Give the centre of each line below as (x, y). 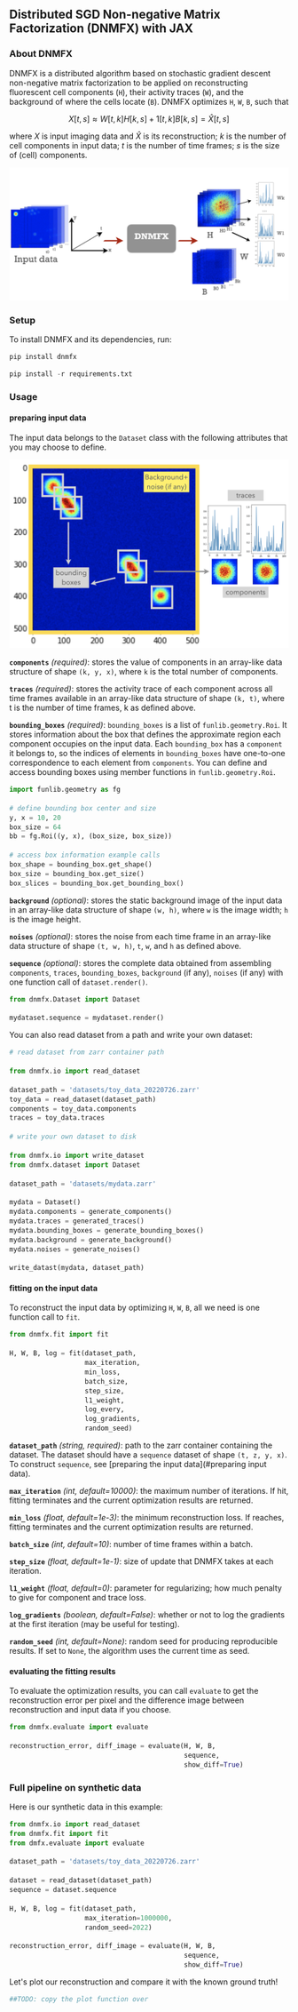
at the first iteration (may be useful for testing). (94, 1625)
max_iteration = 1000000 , (129, 1918)
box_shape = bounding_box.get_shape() (81, 865)
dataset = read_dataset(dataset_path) (81, 1880)
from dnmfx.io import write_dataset (77, 1155)
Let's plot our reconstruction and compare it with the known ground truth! (144, 1982)
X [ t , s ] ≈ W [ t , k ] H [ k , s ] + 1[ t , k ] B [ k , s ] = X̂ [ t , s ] (149, 118)
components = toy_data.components (73, 1109)
